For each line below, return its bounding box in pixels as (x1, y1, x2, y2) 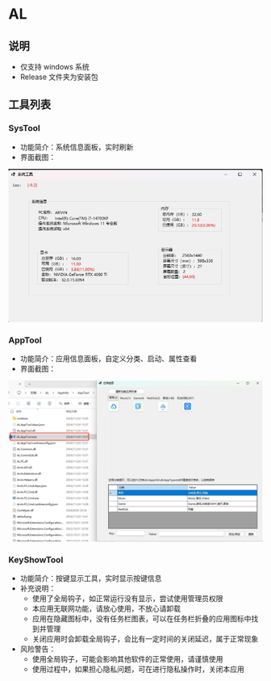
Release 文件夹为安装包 (19, 72, 98, 82)
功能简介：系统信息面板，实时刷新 (19, 142, 134, 152)
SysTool (8, 123, 40, 134)
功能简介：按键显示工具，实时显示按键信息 (19, 574, 162, 583)
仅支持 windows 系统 (19, 62, 90, 71)
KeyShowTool (8, 554, 64, 565)
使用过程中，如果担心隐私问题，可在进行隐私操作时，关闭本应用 (31, 664, 244, 675)
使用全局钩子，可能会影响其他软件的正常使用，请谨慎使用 (31, 654, 223, 664)
